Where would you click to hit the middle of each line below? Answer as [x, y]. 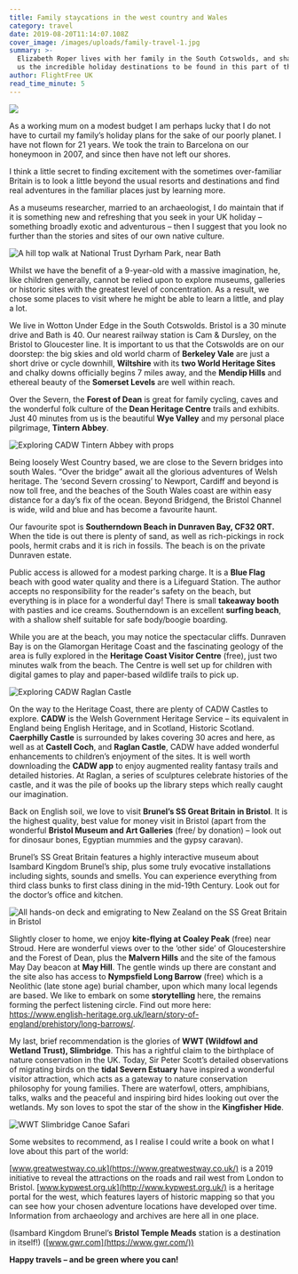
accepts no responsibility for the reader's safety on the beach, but [130, 591]
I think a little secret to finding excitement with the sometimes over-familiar [145, 171]
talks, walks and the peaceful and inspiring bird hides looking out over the [144, 1097]
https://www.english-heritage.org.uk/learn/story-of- [104, 1014]
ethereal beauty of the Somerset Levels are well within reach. [122, 382]
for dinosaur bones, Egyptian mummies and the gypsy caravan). [126, 839]
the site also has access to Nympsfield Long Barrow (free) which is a [136, 976]
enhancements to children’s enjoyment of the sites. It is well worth [130, 756]
